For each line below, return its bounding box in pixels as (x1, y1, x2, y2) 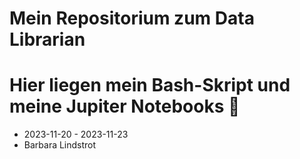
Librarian (9, 28, 86, 51)
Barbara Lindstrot (23, 139, 97, 151)
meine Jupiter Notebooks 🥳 (9, 95, 241, 118)
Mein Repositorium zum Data (9, 7, 255, 30)
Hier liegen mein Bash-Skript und (9, 74, 291, 97)
